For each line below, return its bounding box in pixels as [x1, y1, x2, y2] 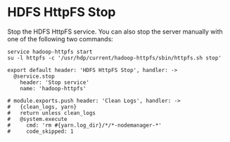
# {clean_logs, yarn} [7, 103, 77, 111]
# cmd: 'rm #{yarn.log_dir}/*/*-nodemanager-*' [7, 122, 162, 129]
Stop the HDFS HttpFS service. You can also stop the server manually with [7, 27, 223, 36]
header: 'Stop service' [20, 78, 90, 86]
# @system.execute [7, 115, 68, 122]
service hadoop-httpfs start [7, 48, 93, 55]
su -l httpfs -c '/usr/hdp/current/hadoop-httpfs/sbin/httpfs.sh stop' [7, 54, 222, 62]
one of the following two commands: [7, 34, 114, 43]
